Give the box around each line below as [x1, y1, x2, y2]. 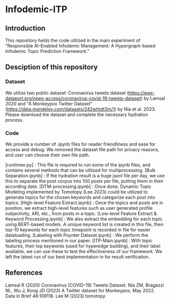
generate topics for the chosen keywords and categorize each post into [5, 194, 155, 200]
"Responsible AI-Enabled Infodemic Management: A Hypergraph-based [5, 43, 156, 49]
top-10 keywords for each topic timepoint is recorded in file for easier [5, 227, 151, 233]
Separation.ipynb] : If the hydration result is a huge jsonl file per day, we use [5, 172, 165, 179]
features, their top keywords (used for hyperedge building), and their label [5, 243, 161, 249]
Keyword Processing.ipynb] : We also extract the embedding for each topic [5, 215, 163, 222]
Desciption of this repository [5, 63, 98, 72]
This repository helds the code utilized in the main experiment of [5, 37, 141, 43]
